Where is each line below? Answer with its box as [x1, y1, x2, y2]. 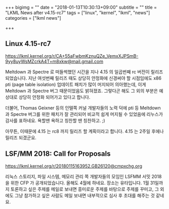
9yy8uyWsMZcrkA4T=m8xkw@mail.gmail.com [5, 58, 104, 64]
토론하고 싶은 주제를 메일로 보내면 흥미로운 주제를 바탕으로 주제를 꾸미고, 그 [10, 186, 159, 192]
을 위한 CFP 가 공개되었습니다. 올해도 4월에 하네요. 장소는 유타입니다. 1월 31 [5, 180, 155, 186]
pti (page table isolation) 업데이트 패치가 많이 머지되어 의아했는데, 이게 [5, 81, 146, 88]
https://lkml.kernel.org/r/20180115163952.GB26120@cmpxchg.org [5, 163, 143, 169]
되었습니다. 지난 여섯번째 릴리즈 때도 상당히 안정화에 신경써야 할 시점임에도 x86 [5, 75, 162, 81]
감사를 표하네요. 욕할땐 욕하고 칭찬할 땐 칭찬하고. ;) [5, 117, 105, 123]
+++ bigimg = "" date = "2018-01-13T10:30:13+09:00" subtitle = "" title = [5, 5, 157, 10]
